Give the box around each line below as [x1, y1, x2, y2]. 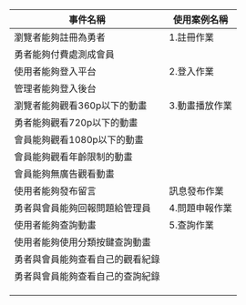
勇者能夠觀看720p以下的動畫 [14, 117, 138, 128]
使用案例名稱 [172, 14, 229, 25]
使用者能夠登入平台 [14, 66, 97, 77]
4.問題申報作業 [169, 202, 232, 214]
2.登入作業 [169, 66, 214, 77]
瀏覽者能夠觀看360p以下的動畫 [14, 99, 148, 112]
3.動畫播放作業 [169, 99, 232, 112]
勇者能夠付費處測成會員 [14, 48, 116, 60]
